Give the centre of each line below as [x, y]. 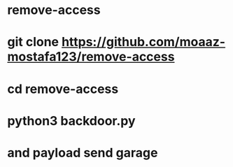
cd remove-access [63, 89]
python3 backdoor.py [71, 121]
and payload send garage [83, 153]
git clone [33, 42]
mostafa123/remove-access [91, 57]
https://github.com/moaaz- [144, 42]
